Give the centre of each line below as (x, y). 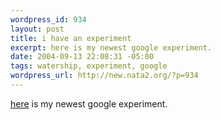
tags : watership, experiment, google (89, 66)
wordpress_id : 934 (48, 19)
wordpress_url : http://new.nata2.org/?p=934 (104, 76)
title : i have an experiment (71, 38)
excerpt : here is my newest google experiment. (111, 47)
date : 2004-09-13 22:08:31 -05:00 (82, 57)
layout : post (37, 29)
